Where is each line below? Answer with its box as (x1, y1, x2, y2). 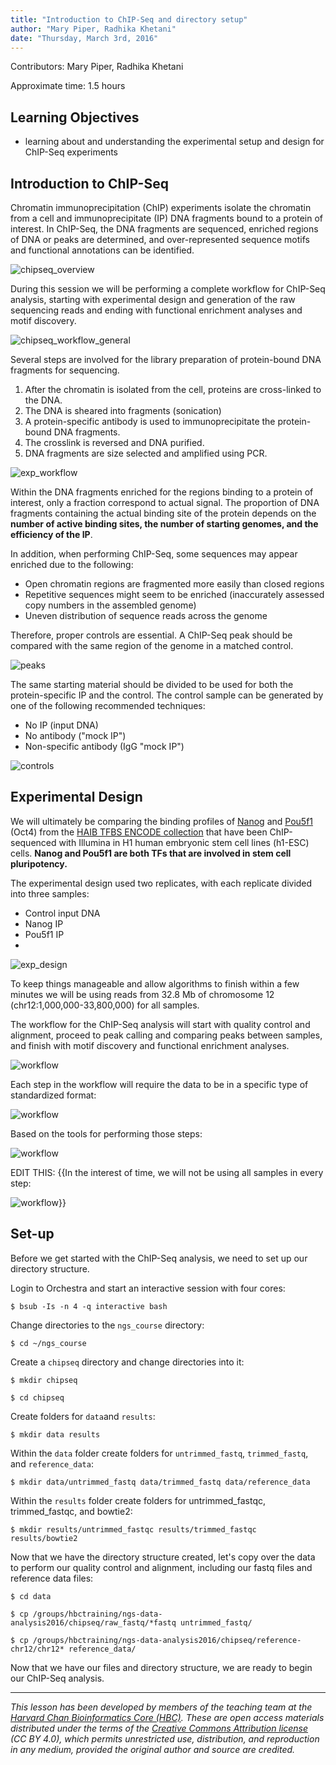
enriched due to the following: (10, 559, 134, 570)
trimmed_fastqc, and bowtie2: (10, 1505, 133, 1517)
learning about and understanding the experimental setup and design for (24, 136, 325, 148)
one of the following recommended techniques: (10, 700, 206, 711)
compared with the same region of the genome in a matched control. (10, 640, 294, 651)
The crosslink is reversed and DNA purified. (24, 437, 205, 448)
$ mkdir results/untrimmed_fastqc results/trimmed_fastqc (10, 1524, 257, 1535)
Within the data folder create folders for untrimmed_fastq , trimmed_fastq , (10, 1447, 309, 1459)
